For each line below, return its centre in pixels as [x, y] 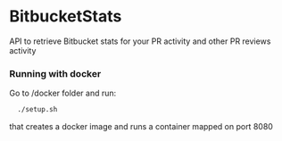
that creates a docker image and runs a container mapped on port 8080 [141, 127]
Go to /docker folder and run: [63, 93]
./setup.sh [37, 110]
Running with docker [55, 73]
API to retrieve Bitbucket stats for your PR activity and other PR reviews [140, 41]
